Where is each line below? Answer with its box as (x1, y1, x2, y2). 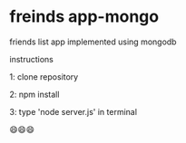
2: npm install (9, 89, 60, 100)
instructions (9, 53, 54, 64)
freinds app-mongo (9, 6, 160, 27)
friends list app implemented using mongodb (9, 36, 177, 47)
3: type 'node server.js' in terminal (9, 106, 138, 117)
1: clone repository (9, 71, 79, 82)
